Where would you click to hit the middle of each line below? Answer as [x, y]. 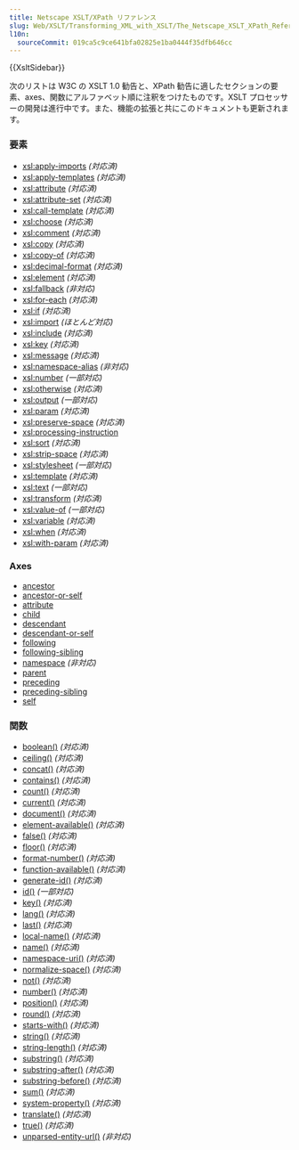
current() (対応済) [54, 803]
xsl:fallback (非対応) [59, 288]
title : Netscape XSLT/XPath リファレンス [83, 17]
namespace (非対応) [59, 662]
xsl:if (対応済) [46, 310]
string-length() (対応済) [65, 1048]
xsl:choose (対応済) [58, 221]
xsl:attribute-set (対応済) [67, 199]
